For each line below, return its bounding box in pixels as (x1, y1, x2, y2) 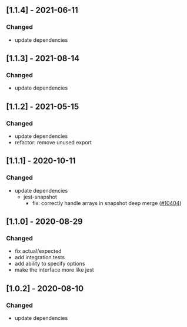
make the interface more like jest (14, 266, 94, 273)
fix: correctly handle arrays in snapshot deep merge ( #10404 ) (32, 199, 182, 206)
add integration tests (14, 254, 65, 261)
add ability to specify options (14, 260, 85, 267)
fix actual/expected (14, 247, 62, 255)
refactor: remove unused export (14, 139, 92, 146)
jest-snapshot (23, 193, 58, 200)
